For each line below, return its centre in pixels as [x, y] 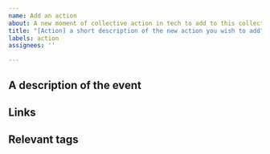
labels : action [34, 38]
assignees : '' [32, 46]
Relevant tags [43, 140]
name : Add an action [43, 16]
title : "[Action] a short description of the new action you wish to [127, 30]
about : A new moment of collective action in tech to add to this [122, 23]
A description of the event [75, 85]
